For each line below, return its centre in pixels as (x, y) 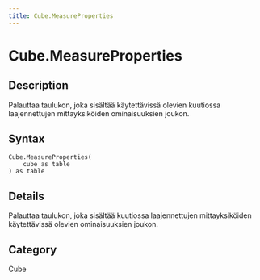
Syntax (27, 139)
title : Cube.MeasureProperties (61, 16)
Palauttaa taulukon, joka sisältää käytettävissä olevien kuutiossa (115, 105)
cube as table (46, 165)
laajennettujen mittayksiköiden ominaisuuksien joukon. (99, 113)
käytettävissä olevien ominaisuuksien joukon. (84, 224)
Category (33, 250)
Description (38, 86)
